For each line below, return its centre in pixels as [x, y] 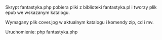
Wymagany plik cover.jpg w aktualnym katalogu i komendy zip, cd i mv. [79, 22]
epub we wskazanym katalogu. [37, 12]
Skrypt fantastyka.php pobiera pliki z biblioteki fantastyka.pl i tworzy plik [81, 7]
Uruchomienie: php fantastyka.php [42, 32]
